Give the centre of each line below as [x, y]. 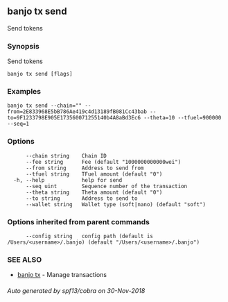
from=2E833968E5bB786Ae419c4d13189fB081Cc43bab [77, 112]
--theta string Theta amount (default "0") [94, 192]
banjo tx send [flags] [40, 74]
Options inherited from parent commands [79, 221]
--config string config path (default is [89, 236]
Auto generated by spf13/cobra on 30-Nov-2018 [76, 290]
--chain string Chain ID [66, 156]
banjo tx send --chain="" [44, 106]
